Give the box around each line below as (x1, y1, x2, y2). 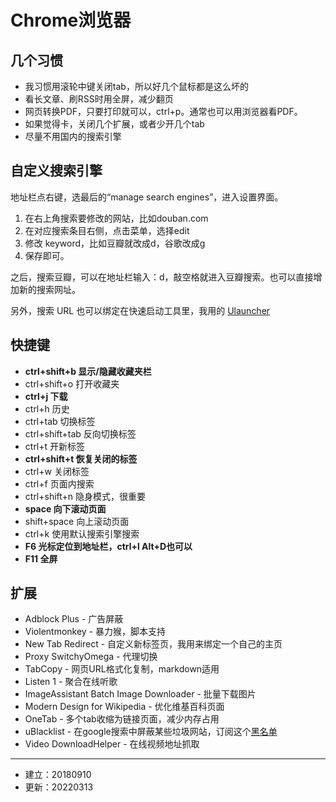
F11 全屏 (24, 552, 58, 565)
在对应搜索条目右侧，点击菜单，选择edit (24, 224, 190, 236)
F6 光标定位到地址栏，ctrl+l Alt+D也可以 (24, 540, 193, 552)
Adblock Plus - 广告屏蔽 (24, 613, 124, 625)
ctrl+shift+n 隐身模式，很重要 (24, 490, 147, 502)
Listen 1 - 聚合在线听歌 (24, 676, 118, 688)
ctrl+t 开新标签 (24, 440, 86, 452)
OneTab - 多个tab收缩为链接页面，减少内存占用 (24, 713, 220, 725)
